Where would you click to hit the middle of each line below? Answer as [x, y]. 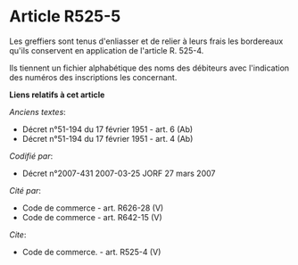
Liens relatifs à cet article [57, 95]
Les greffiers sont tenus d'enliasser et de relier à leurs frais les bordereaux [146, 41]
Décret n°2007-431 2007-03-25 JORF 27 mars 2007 [119, 173]
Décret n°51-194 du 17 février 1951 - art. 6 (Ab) [108, 129]
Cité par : [25, 190]
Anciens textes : [38, 112]
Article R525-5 [65, 17]
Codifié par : [31, 156]
